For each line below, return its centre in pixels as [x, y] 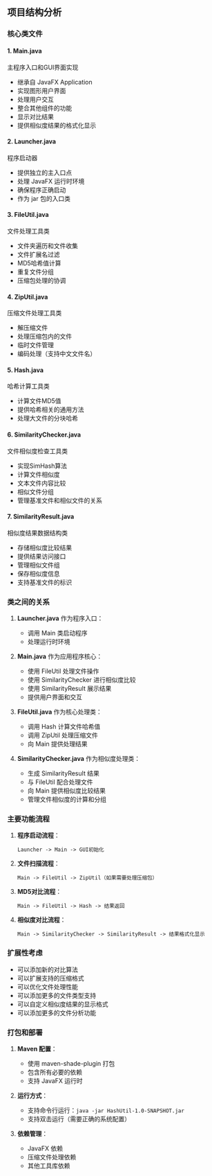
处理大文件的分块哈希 [47, 419]
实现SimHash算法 [42, 466]
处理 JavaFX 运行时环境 [51, 181]
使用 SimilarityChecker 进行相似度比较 [81, 680]
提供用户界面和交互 [55, 697]
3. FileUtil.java [28, 215]
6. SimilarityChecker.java [44, 435]
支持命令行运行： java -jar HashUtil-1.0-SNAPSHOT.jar [106, 1110]
